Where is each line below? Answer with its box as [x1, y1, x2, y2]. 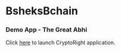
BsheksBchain [5, 4, 78, 18]
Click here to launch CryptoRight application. [5, 39, 116, 46]
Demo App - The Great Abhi [5, 26, 88, 34]
